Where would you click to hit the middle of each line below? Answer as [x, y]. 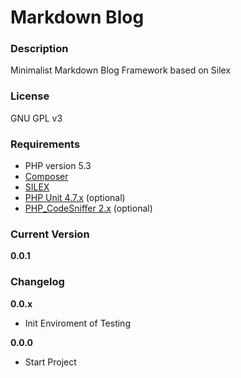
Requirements [45, 144]
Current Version [50, 234]
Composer [46, 177]
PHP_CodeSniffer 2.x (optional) [88, 208]
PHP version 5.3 [58, 166]
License [30, 96]
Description [39, 49]
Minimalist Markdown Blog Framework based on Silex [121, 70]
